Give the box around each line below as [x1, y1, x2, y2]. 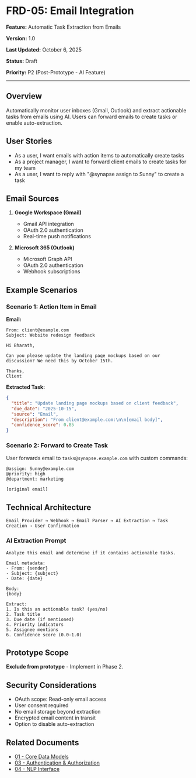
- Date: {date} [6, 575, 43, 581]
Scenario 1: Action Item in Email [6, 303, 97, 311]
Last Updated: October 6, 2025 [6, 46, 82, 53]
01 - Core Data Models [14, 753, 69, 760]
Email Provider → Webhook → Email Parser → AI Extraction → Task [6, 518, 168, 524]
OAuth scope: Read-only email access [14, 695, 107, 703]
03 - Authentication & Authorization [14, 759, 100, 766]
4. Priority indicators [6, 622, 64, 628]
